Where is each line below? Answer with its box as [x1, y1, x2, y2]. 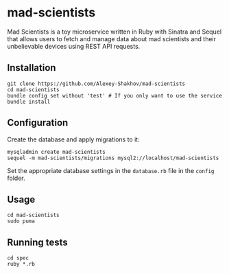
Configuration [7, 117, 69, 128]
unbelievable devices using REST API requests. [7, 42, 141, 50]
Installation [7, 62, 56, 73]
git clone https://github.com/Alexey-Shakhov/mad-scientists [7, 80, 186, 87]
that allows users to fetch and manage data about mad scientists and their [7, 34, 216, 43]
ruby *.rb [7, 261, 36, 268]
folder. [7, 174, 25, 182]
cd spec [7, 255, 29, 262]
